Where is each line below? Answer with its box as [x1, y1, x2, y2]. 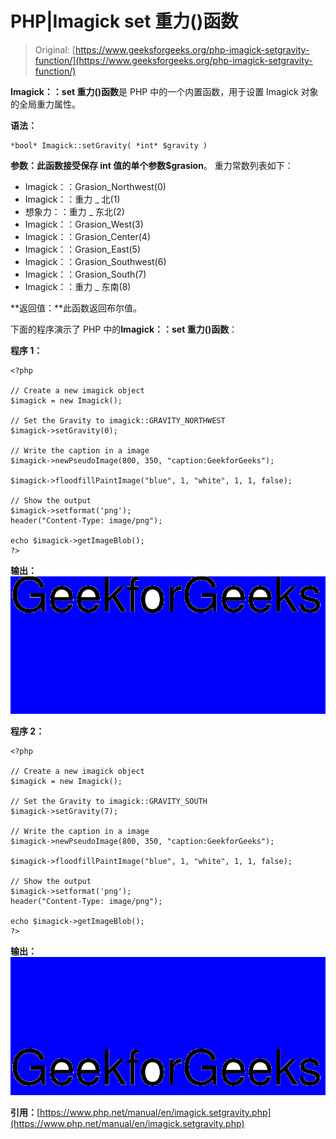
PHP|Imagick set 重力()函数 [10, 10, 239, 33]
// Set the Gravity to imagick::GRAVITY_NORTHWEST [10, 415, 226, 426]
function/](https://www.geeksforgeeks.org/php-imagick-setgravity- [34, 54, 313, 66]
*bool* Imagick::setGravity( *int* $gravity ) [10, 140, 208, 151]
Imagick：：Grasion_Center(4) [24, 230, 151, 242]
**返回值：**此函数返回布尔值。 [10, 302, 143, 314]
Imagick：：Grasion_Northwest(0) [24, 180, 167, 192]
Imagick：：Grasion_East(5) [24, 243, 141, 255]
